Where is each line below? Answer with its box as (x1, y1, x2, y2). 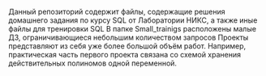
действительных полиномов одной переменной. (8, 58, 177, 68)
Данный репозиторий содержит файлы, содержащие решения (8, 7, 225, 16)
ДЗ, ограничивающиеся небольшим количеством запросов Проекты (8, 32, 249, 42)
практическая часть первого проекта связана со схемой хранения (8, 50, 242, 59)
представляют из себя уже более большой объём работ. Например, (8, 41, 247, 51)
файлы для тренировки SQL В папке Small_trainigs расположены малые (8, 24, 257, 33)
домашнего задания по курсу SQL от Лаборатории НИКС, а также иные (8, 15, 258, 25)
